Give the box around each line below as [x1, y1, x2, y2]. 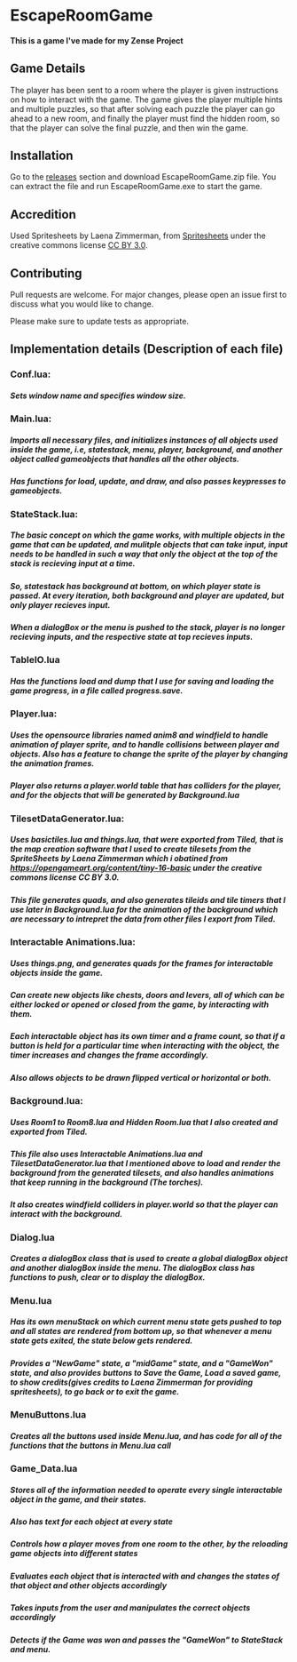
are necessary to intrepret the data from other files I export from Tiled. [10, 913, 276, 924]
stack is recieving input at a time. [10, 558, 136, 569]
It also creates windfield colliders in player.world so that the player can [10, 1199, 278, 1210]
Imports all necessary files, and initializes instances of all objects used [10, 435, 278, 445]
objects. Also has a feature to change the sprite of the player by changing [10, 748, 289, 759]
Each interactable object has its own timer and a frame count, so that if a [10, 1031, 285, 1042]
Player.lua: [10, 707, 58, 720]
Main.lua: [10, 412, 52, 425]
